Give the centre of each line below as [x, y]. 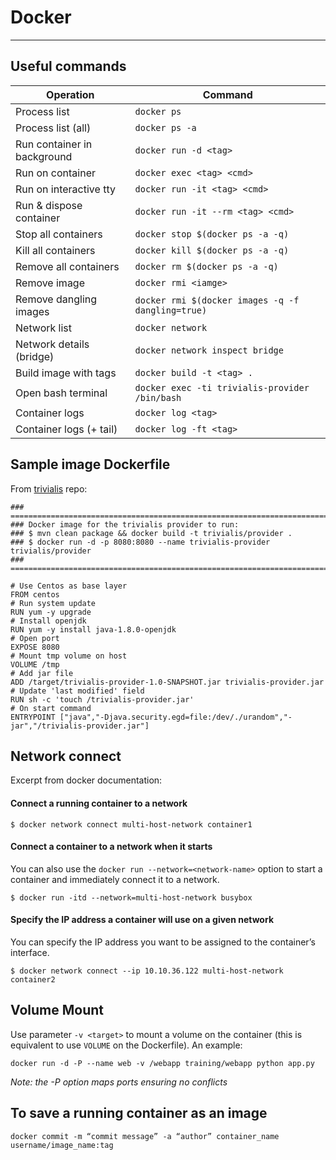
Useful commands [68, 66]
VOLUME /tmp [35, 664]
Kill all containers [55, 250]
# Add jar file [42, 673]
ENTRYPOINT [33, 717]
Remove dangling [56, 299]
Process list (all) [53, 128]
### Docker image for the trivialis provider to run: [125, 524]
